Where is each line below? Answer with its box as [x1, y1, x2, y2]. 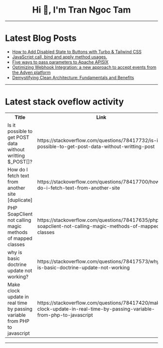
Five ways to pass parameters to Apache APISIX [12, 59, 109, 65]
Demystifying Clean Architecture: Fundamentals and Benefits [12, 74, 134, 80]
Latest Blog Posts [5, 33, 77, 44]
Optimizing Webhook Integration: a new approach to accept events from [12, 64, 157, 70]
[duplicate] [7, 197, 33, 203]
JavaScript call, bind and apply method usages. [12, 54, 108, 60]
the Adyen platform [12, 69, 51, 75]
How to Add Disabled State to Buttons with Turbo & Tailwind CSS [12, 49, 142, 55]
